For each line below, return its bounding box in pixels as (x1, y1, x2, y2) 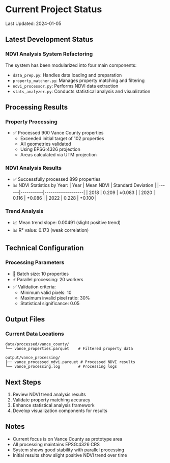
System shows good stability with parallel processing (12, 447, 125, 453)
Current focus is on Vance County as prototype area (12, 435, 123, 442)
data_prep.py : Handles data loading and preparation (12, 72, 122, 78)
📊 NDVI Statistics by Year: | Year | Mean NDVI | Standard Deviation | (12, 182, 156, 188)
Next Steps (5, 378, 41, 387)
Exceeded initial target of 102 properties (20, 135, 104, 142)
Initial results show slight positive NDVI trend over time (12, 452, 127, 458)
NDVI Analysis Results (5, 165, 62, 172)
